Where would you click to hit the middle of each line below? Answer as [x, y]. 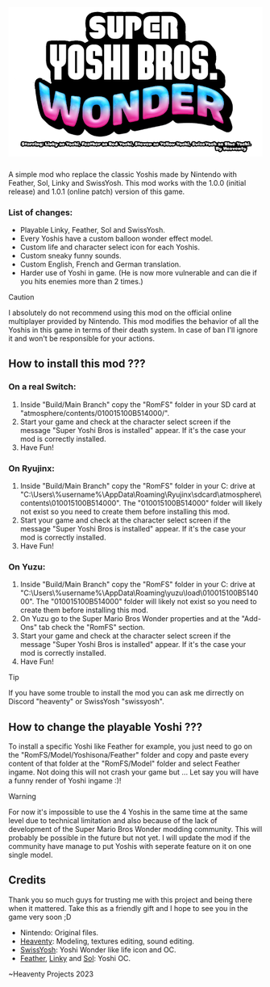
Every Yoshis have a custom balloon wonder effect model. [116, 238]
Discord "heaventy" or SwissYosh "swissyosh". [86, 702]
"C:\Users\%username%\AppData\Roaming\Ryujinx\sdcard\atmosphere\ [141, 494]
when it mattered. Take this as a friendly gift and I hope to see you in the [128, 908]
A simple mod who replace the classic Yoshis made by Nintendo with [123, 174]
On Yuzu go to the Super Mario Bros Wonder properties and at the [130, 619]
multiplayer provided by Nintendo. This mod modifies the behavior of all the [134, 321]
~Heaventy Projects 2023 [51, 974]
